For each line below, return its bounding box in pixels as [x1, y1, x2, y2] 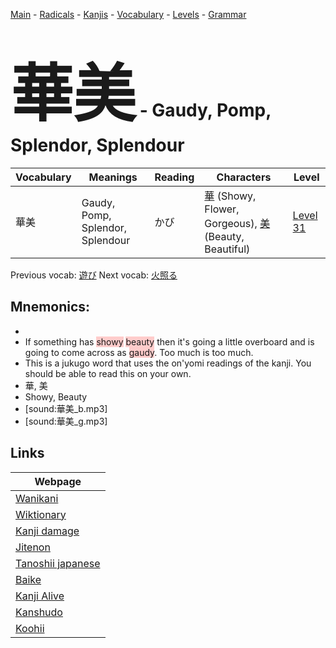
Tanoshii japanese [15, 556, 101, 570]
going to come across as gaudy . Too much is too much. [24, 346, 254, 358]
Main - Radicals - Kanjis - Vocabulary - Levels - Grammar [10, 9, 247, 20]
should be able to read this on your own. [24, 367, 192, 379]
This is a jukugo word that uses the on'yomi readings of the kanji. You [24, 357, 312, 369]
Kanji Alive [15, 589, 65, 603]
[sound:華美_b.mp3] [24, 402, 108, 414]
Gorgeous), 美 [204, 216, 271, 230]
